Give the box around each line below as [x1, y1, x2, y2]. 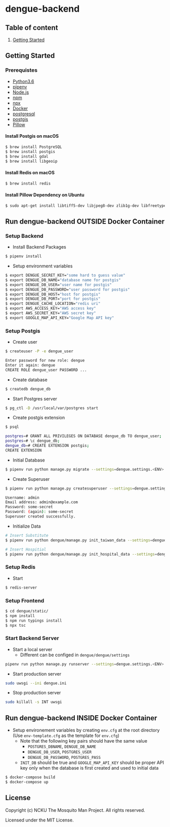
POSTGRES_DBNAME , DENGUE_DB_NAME [27, 743, 96, 750]
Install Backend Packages [12, 244, 67, 250]
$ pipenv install [5, 254, 42, 259]
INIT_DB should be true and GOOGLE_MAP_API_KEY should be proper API [20, 759, 164, 765]
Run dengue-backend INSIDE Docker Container [5, 714, 157, 722]
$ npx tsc [5, 623, 26, 628]
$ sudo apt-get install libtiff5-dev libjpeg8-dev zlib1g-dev [5, 203, 139, 208]
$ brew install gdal [5, 154, 49, 159]
